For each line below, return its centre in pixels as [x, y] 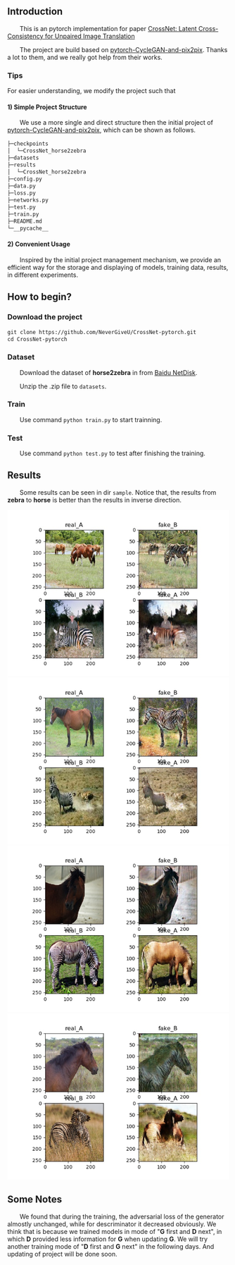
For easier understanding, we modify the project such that [91, 91]
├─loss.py [22, 193]
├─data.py [22, 186]
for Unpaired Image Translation [90, 36]
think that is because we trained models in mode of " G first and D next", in [115, 1231]
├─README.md [25, 221]
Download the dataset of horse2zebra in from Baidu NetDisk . [109, 372]
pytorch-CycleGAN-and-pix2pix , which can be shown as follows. [101, 130]
